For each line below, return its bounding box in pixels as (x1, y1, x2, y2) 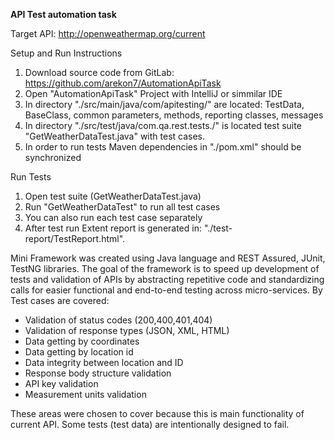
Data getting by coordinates (24, 335, 140, 347)
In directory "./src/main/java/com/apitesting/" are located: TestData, (24, 99, 305, 110)
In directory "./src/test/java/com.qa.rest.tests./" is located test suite (24, 120, 302, 131)
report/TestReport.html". (24, 233, 126, 244)
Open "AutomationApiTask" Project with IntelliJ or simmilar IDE (24, 88, 283, 99)
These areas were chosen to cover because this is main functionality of (10, 408, 305, 419)
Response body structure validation (24, 367, 172, 379)
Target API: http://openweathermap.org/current (10, 28, 206, 39)
